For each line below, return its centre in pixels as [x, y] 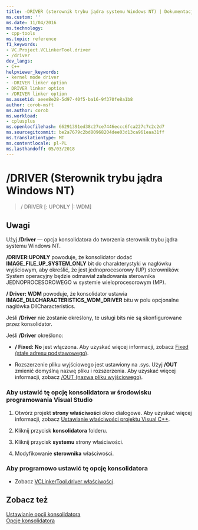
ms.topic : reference [32, 39]
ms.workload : [22, 116]
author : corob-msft [30, 105]
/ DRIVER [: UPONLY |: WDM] [56, 207]
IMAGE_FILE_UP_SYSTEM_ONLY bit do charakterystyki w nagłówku [89, 264]
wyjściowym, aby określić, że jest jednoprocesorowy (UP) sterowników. [93, 270]
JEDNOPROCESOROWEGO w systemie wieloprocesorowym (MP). [86, 282]
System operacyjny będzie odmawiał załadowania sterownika [80, 276]
